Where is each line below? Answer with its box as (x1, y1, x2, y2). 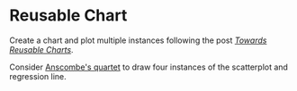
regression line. (9, 70, 67, 81)
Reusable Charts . (9, 44, 74, 54)
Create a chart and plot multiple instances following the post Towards (9, 35, 267, 45)
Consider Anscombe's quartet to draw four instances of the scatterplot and (9, 62, 288, 72)
